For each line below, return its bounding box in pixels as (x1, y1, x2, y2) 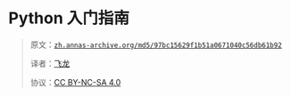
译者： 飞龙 (29, 58, 71, 68)
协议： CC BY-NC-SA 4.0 (29, 76, 121, 87)
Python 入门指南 (8, 8, 130, 28)
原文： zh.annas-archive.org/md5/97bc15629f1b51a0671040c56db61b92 (29, 39, 282, 50)
